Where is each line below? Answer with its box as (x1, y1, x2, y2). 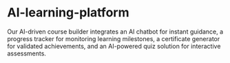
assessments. (7, 49, 47, 58)
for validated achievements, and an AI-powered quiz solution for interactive (7, 42, 221, 50)
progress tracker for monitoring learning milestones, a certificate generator (7, 34, 220, 42)
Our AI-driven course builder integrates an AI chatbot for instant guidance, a (7, 27, 224, 36)
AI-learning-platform (7, 5, 129, 21)
